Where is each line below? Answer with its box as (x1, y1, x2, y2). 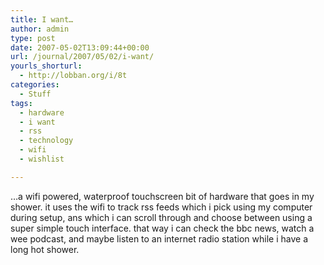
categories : (10, 80, 60, 90)
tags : (10, 98, 33, 108)
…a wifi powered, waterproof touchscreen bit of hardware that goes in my (10, 190, 315, 202)
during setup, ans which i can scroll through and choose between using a (10, 211, 313, 223)
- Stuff (19, 89, 52, 99)
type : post (10, 33, 56, 43)
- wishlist (19, 154, 65, 164)
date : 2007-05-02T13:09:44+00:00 (10, 42, 150, 53)
